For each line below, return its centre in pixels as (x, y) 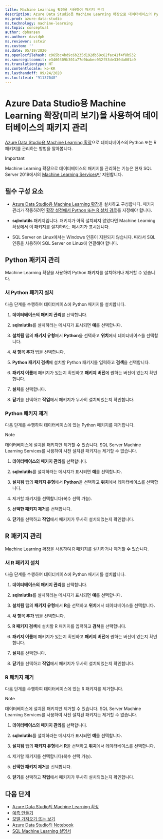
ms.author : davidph (25, 37)
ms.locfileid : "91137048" (31, 78)
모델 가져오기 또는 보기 (34, 819)
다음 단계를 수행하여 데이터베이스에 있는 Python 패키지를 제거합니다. (70, 425)
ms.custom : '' (19, 46)
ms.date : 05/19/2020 (26, 50)
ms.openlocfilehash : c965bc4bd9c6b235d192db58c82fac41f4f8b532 (71, 55)
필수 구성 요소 (24, 191)
